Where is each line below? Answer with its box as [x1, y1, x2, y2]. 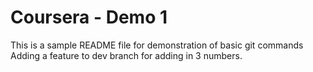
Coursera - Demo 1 [10, 6, 168, 29]
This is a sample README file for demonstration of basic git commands [10, 39, 304, 51]
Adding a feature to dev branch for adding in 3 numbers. [10, 49, 243, 61]
